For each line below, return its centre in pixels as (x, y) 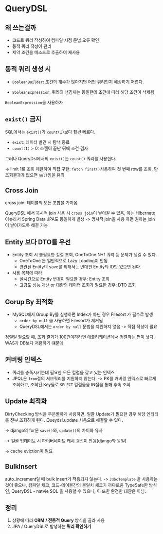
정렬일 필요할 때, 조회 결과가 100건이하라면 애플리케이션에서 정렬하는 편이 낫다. (80, 337)
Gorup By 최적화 (29, 302)
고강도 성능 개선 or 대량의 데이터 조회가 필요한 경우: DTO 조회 (78, 285)
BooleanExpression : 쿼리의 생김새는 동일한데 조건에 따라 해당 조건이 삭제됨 (83, 92)
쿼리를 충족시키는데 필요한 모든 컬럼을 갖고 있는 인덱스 (63, 372)
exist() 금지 (23, 119)
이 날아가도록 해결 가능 (27, 225)
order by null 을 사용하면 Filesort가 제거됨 (61, 321)
